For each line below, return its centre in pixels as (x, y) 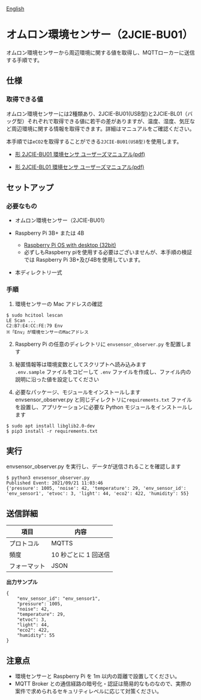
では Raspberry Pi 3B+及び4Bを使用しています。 (84, 260)
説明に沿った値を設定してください (57, 379)
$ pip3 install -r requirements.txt (52, 431)
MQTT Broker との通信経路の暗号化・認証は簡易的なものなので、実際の (103, 684)
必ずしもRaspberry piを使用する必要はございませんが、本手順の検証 (108, 252)
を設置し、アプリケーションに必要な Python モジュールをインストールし (104, 407)
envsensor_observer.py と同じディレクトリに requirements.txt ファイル (103, 399)
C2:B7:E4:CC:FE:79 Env (34, 326)
